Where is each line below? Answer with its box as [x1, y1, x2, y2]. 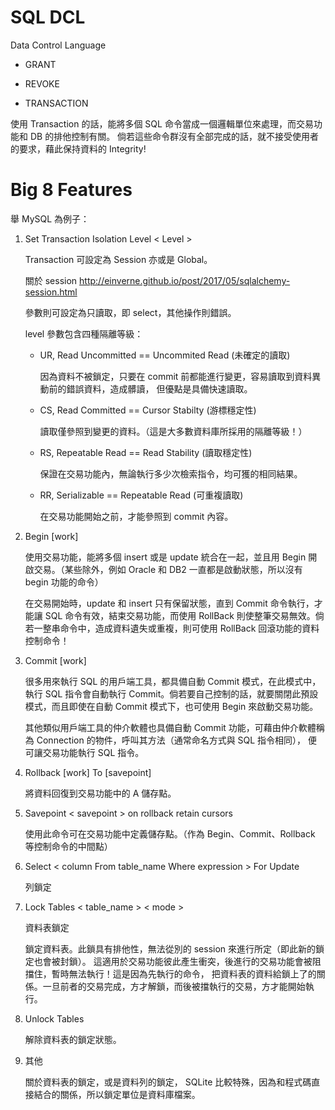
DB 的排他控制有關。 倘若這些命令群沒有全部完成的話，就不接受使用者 [29, 130, 320, 142]
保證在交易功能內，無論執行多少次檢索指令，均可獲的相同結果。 [39, 467, 303, 480]
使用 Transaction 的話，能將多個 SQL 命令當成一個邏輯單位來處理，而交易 [10, 117, 314, 130]
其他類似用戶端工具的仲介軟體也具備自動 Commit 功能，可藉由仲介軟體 [24, 721, 317, 733]
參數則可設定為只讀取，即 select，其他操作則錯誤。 [24, 306, 237, 318]
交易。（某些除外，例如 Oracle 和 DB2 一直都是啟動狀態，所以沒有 [33, 563, 303, 575]
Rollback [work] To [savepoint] [24, 766, 152, 778]
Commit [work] [24, 654, 87, 666]
